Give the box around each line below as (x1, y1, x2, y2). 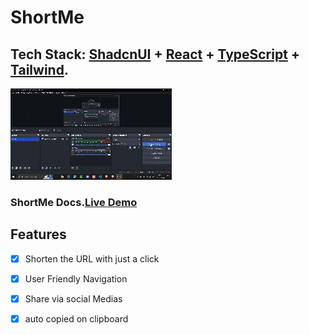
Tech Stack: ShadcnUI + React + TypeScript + (10, 46, 301, 63)
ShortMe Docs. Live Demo (10, 195, 138, 209)
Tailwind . (10, 61, 69, 78)
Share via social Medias (24, 292, 123, 305)
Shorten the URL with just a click (24, 252, 160, 265)
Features (10, 226, 67, 243)
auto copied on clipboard (24, 312, 129, 325)
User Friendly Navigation (24, 272, 128, 285)
